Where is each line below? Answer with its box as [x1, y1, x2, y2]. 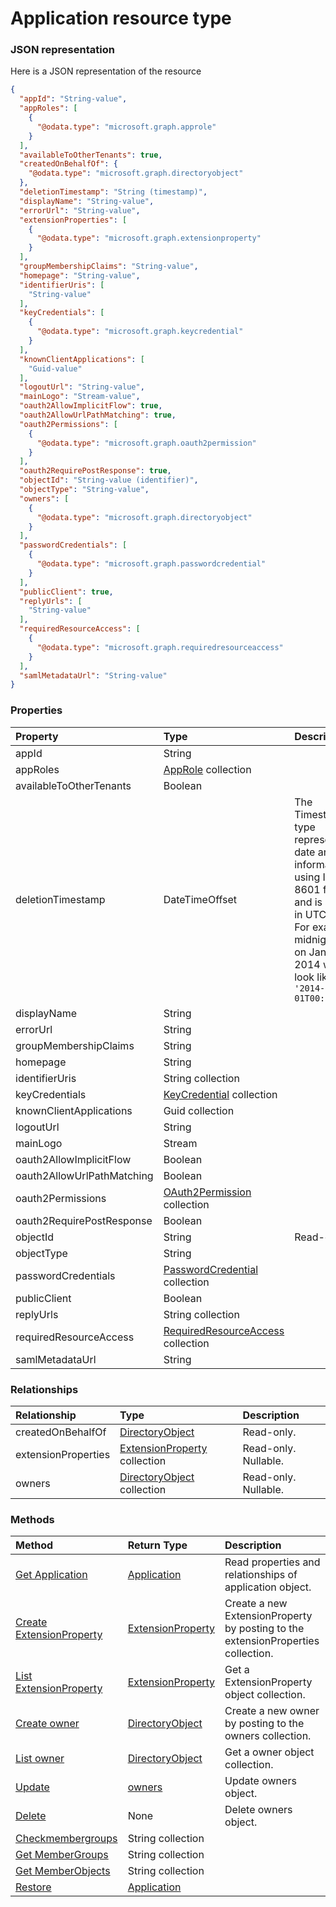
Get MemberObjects [15, 1864, 111, 1878]
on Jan [294, 945, 327, 959]
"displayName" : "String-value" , [19, 196, 155, 206]
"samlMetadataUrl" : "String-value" [19, 670, 168, 681]
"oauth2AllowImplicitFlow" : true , [19, 401, 163, 411]
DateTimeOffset [163, 892, 238, 906]
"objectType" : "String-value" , [19, 485, 150, 495]
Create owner [15, 1717, 80, 1731]
